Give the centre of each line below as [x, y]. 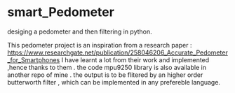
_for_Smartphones [34, 59]
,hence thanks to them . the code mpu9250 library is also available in [107, 67]
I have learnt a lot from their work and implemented [135, 59]
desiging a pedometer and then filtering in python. [80, 31]
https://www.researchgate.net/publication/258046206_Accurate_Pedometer [117, 52]
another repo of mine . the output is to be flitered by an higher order [105, 75]
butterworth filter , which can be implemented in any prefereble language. [114, 82]
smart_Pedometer [61, 12]
